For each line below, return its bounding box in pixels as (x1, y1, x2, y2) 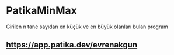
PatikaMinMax (6, 4, 78, 17)
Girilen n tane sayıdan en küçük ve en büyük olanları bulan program (6, 23, 168, 30)
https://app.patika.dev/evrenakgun (6, 40, 138, 50)
